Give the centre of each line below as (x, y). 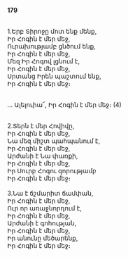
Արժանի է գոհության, (42, 223)
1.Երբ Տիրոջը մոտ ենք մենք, (52, 31)
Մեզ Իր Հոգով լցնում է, (44, 61)
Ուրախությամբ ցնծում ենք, (51, 46)
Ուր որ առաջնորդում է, (44, 208)
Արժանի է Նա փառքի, (43, 156)
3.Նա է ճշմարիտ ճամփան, (50, 193)
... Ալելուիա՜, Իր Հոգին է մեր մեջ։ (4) (65, 105)
